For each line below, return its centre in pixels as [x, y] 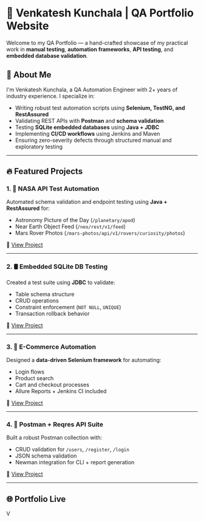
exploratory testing [39, 147]
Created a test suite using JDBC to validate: [61, 282]
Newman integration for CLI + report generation [75, 462]
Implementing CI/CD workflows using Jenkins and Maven [87, 133]
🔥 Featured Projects [45, 171]
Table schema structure [45, 294]
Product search [34, 378]
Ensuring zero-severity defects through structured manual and [93, 140]
